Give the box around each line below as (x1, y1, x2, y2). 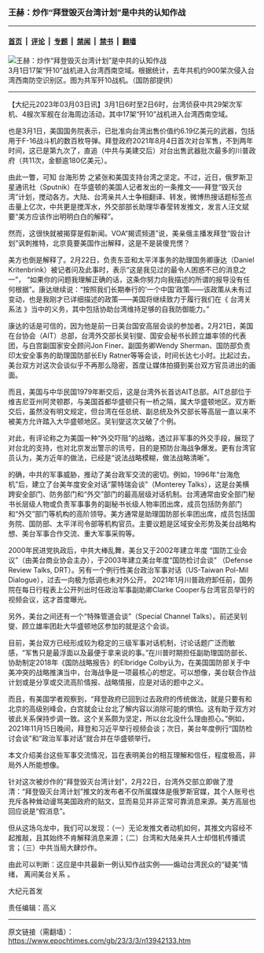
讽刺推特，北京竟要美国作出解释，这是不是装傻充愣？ (18, 238, 191, 247)
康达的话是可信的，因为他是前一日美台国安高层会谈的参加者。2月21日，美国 (8, 321, 254, 330)
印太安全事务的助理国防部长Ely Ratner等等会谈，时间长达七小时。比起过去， (8, 350, 255, 360)
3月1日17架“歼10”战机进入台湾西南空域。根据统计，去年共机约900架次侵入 (8, 65, 248, 75)
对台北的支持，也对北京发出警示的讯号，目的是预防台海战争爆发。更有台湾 (8, 443, 249, 452)
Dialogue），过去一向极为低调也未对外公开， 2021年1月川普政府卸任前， (8, 575, 240, 584)
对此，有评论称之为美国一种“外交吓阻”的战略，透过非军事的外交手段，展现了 (8, 433, 255, 443)
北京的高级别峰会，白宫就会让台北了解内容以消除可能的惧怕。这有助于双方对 (8, 703, 256, 714)
